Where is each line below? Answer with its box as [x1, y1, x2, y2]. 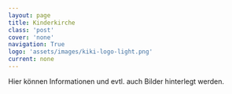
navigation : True [8, 41, 65, 49]
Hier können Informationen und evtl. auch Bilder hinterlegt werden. [8, 76, 224, 86]
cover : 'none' [8, 33, 55, 42]
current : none [8, 56, 55, 63]
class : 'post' [8, 26, 55, 34]
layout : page [8, 11, 51, 20]
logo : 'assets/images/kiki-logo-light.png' [8, 48, 153, 56]
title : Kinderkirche [8, 19, 76, 27]
